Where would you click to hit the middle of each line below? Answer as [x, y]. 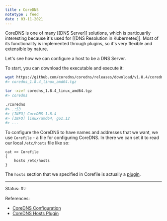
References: [17, 199]
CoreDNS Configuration [37, 208]
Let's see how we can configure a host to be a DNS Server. [66, 59]
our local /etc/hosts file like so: [37, 143]
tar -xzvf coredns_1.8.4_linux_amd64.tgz [49, 91]
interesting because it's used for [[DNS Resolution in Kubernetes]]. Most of [82, 38]
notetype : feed [22, 14]
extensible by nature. [27, 49]
